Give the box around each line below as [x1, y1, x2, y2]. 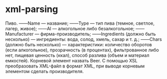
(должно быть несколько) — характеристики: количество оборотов [5, 41, 152, 47]
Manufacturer [5, 31, 34, 37]
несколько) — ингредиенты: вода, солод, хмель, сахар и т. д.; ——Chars [5, 36, 162, 42]
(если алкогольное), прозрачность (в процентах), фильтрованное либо [5, 47, 159, 53]
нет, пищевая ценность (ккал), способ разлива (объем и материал [5, 52, 150, 58]
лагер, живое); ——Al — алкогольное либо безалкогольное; [5, 25, 135, 31]
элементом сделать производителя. [5, 68, 84, 74]
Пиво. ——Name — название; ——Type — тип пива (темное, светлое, [5, 20, 155, 26]
